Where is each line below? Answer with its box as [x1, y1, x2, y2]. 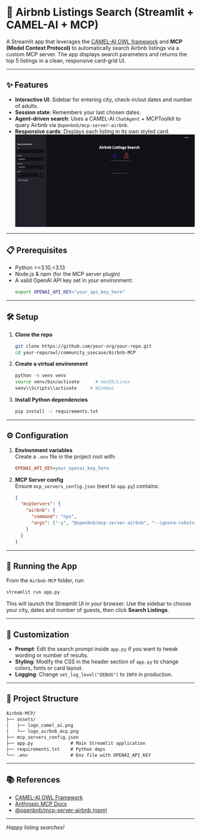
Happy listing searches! [6, 823, 65, 831]
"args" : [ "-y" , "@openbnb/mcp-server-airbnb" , [31, 520, 150, 526]
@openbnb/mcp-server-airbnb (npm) [14, 806, 108, 814]
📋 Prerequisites [6, 245, 68, 255]
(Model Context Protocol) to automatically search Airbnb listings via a [6, 44, 179, 51]
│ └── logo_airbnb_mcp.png [6, 728, 79, 734]
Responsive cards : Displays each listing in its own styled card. [14, 128, 170, 135]
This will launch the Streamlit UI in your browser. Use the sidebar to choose [6, 600, 191, 607]
